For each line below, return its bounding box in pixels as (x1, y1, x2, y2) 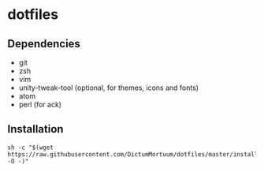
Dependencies (7, 37, 80, 50)
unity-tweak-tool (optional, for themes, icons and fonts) (18, 83, 199, 92)
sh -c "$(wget (7, 144, 54, 151)
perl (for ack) (18, 100, 62, 109)
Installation (7, 122, 64, 136)
